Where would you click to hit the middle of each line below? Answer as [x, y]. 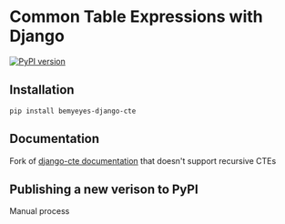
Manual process [40, 211]
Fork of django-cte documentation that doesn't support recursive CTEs [143, 160]
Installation [42, 90]
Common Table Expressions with [136, 17]
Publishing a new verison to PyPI [104, 189]
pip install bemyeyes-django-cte [73, 111]
